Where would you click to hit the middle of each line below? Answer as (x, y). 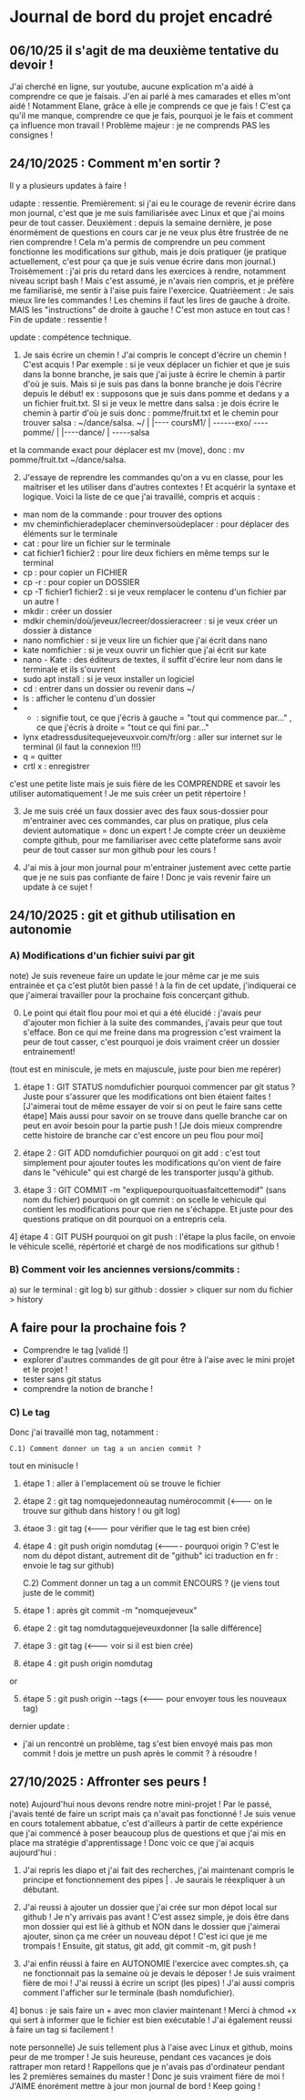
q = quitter (42, 756)
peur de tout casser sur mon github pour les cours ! (119, 849)
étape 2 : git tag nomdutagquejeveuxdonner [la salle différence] (142, 1628)
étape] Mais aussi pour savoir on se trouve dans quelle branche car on (155, 1116)
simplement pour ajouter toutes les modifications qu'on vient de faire (152, 1162)
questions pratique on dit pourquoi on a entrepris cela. (125, 1219)
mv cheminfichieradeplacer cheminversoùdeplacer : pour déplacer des (156, 524)
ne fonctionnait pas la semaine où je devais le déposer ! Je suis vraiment (159, 1973)
